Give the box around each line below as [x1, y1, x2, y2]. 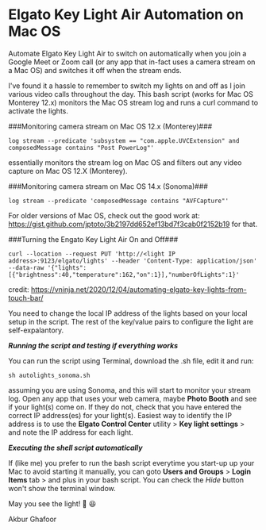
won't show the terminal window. [8, 483, 117, 493]
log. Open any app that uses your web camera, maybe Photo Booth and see [8, 394, 257, 403]
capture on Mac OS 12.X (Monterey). [8, 166, 128, 175]
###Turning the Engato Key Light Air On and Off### [8, 234, 179, 244]
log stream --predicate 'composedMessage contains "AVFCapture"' [8, 197, 229, 205]
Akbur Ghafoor [8, 514, 57, 524]
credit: [8, 284, 29, 294]
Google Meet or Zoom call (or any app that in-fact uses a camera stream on [8, 57, 256, 67]
